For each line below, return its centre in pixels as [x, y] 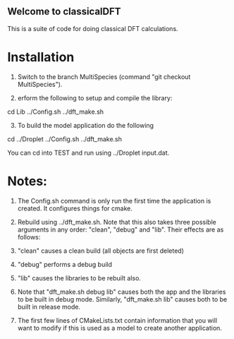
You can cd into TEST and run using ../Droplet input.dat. [88, 153]
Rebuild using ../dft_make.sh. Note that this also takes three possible [117, 222]
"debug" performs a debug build [65, 264]
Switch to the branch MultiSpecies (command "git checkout [104, 76]
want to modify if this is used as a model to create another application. [119, 328]
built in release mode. [49, 307]
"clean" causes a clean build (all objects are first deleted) [101, 251]
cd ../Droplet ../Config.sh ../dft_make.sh [64, 139]
